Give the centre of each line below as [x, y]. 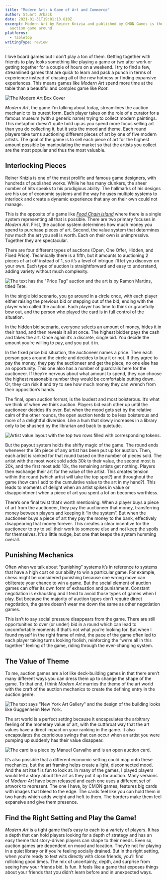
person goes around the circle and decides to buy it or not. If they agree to [82, 358]
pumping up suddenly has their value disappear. [54, 740]
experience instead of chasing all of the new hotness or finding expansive [81, 77]
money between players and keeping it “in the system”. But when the [76, 513]
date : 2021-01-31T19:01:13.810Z [39, 19]
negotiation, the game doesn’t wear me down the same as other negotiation [83, 604]
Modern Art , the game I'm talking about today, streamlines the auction [77, 107]
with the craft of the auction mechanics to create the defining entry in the [80, 689]
